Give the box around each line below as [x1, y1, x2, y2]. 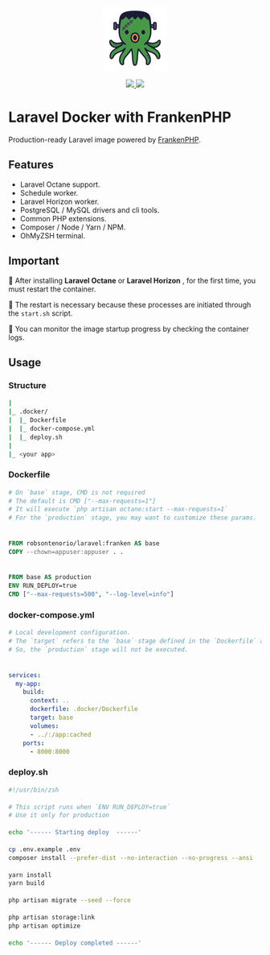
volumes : [29, 721, 59, 730]
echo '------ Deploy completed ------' [8, 939, 142, 947]
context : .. [29, 697, 70, 705]
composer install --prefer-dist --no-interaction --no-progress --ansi [8, 854, 253, 862]
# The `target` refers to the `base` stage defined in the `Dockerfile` [8, 637, 257, 646]
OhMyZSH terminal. [19, 230, 86, 240]
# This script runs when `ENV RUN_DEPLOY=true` [8, 803, 171, 811]
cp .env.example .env [8, 845, 81, 854]
